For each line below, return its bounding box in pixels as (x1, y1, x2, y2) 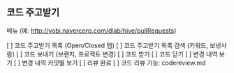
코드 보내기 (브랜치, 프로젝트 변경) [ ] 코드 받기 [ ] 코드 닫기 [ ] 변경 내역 (24, 49, 218, 58)
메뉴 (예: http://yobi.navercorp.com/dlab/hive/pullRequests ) (6, 26, 177, 35)
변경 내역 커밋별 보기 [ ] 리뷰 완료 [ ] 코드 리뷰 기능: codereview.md (21, 58, 206, 67)
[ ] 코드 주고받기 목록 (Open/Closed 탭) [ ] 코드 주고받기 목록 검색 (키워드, (6, 41, 209, 49)
